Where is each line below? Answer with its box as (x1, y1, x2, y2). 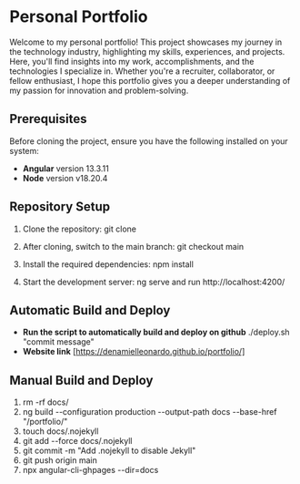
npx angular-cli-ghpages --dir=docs (22, 465, 159, 476)
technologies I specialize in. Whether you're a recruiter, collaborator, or (9, 66, 275, 77)
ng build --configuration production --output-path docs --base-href (22, 407, 277, 417)
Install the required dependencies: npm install (22, 258, 194, 270)
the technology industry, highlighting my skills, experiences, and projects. (9, 46, 285, 57)
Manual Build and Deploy (9, 372, 154, 388)
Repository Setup (9, 199, 111, 215)
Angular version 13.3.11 (22, 162, 109, 174)
